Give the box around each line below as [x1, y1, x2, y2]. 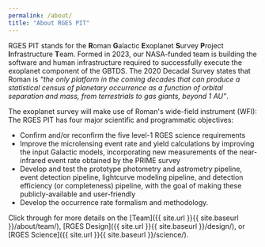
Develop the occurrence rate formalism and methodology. [19, 197, 209, 207]
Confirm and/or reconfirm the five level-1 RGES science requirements [19, 130, 246, 139]
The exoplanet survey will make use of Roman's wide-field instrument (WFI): [8, 106, 257, 116]
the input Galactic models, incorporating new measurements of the [19, 147, 238, 157]
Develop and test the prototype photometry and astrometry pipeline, [19, 164, 243, 173]
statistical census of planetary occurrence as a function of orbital [8, 82, 224, 92]
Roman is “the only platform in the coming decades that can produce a [8, 74, 240, 84]
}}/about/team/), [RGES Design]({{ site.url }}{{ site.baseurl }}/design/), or [8, 221, 245, 230]
